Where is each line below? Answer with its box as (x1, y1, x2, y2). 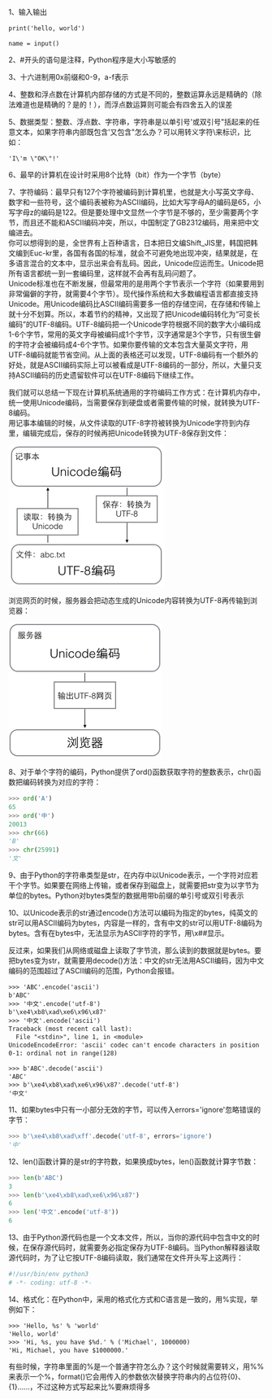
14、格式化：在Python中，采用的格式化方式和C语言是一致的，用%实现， (8, 1294, 252, 1304)
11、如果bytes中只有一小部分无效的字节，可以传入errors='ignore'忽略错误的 (8, 1105, 261, 1114)
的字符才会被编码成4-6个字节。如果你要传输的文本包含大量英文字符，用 (8, 340, 249, 349)
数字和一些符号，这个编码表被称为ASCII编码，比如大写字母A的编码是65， (8, 198, 254, 207)
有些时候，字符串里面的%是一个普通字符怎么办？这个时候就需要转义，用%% (8, 1362, 265, 1371)
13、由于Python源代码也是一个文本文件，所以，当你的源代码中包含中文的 (8, 1232, 253, 1242)
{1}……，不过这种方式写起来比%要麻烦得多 (8, 1382, 151, 1392)
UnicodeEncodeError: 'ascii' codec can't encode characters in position (8, 1041, 260, 1049)
